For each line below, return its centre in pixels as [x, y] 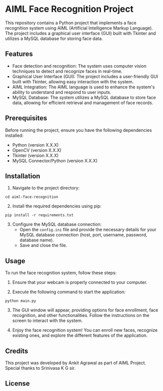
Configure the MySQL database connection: [57, 224]
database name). [37, 240]
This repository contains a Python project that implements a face [71, 23]
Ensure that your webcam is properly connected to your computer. [80, 282]
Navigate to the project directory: [46, 188]
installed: [14, 135]
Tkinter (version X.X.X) [35, 155]
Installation [23, 176]
